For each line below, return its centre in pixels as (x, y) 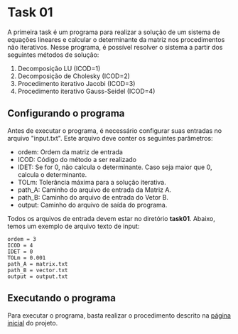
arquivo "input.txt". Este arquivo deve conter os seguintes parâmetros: (110, 138)
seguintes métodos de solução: (53, 55)
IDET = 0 (20, 252)
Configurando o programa (66, 113)
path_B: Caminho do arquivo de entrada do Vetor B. (93, 197)
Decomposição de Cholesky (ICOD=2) (74, 76)
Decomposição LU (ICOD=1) (59, 68)
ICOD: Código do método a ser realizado (77, 159)
